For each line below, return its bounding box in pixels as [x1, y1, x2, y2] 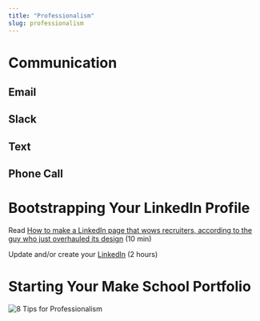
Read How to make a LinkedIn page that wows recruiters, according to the [8, 226, 253, 235]
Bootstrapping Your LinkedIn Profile [8, 199, 250, 217]
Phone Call [8, 167, 64, 181]
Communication [8, 54, 118, 72]
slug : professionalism [8, 19, 84, 27]
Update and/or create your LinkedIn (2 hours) [8, 250, 158, 259]
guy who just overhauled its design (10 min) [8, 234, 152, 244]
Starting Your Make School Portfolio [8, 278, 252, 296]
